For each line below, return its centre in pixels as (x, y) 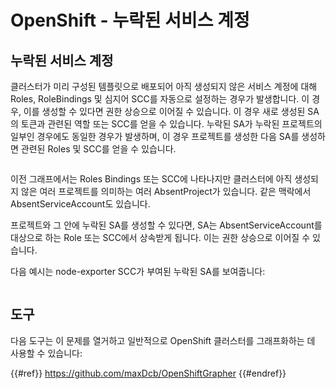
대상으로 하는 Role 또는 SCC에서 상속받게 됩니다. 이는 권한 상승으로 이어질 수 (160, 237)
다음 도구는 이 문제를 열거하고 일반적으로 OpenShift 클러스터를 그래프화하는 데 (163, 340)
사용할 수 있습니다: (46, 353)
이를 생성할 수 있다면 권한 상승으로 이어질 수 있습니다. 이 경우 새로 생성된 (164, 111)
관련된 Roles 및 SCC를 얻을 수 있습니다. (98, 149)
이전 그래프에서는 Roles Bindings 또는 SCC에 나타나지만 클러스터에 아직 (151, 179)
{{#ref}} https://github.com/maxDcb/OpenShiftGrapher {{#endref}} (148, 373)
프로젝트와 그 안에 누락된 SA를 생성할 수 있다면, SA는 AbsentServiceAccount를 (166, 225)
